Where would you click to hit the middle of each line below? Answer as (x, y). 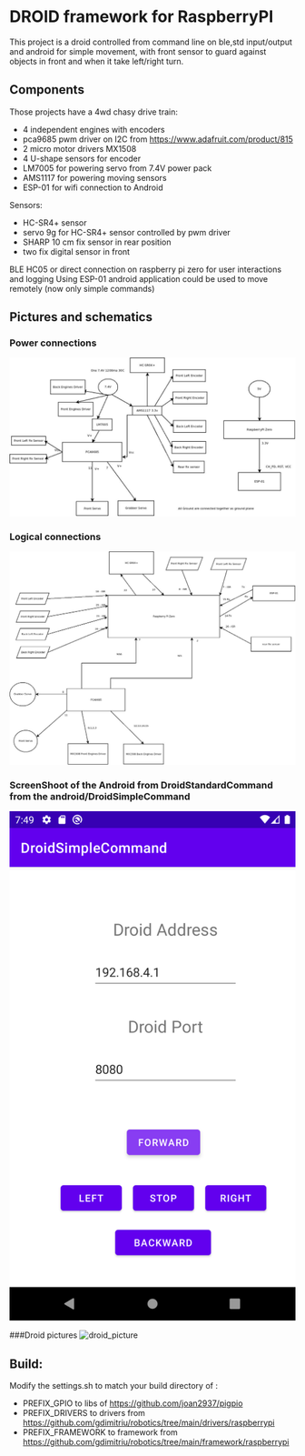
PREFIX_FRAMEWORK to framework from (100, 1432)
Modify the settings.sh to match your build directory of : (113, 1385)
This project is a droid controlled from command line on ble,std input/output (151, 42)
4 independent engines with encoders (93, 129)
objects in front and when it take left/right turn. (97, 61)
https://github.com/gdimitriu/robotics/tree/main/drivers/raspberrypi (148, 1422)
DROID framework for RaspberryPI (142, 17)
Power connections (53, 343)
